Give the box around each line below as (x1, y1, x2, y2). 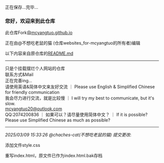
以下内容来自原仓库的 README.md (5, 50, 74, 56)
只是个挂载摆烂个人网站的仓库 (5, 66, 65, 71)
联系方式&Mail (5, 71, 34, 77)
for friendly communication (5, 90, 60, 95)
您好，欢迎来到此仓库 (5, 18, 55, 24)
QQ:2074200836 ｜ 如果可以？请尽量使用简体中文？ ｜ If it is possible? (5, 112, 148, 117)
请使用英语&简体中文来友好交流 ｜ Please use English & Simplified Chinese (5, 84, 155, 90)
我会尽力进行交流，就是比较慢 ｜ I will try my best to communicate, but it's (5, 95, 155, 101)
